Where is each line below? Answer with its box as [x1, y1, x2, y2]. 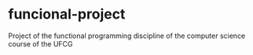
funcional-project [8, 5, 126, 23]
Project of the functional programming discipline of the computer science [8, 31, 246, 40]
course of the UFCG [8, 39, 73, 48]
